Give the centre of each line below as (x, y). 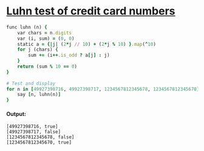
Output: (16, 114)
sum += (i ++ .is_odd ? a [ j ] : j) (69, 56)
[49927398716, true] (32, 127)
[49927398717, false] (34, 132)
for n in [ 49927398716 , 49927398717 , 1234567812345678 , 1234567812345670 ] (103, 89)
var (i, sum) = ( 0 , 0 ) (46, 38)
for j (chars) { (38, 50)
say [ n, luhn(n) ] (39, 95)
